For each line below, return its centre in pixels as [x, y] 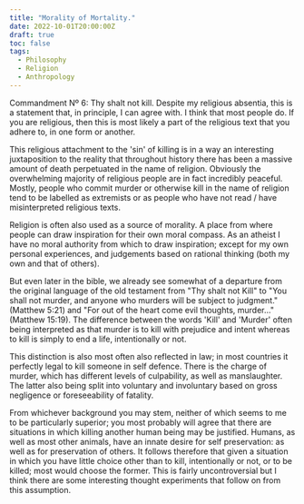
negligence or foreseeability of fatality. [82, 395]
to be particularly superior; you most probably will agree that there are [141, 422]
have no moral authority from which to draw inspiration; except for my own [149, 244]
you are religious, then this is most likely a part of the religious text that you [150, 122]
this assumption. [40, 489]
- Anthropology [46, 77]
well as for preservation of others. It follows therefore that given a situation [149, 451]
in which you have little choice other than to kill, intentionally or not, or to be [151, 460]
